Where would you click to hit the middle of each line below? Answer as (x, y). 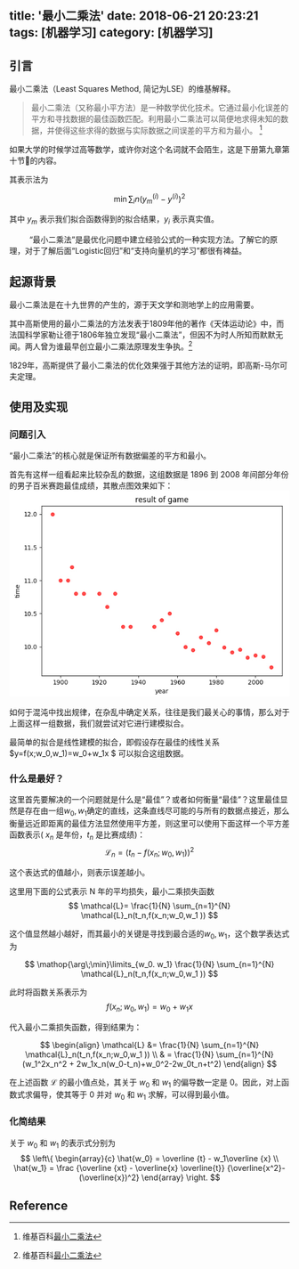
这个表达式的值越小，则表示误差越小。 (79, 873)
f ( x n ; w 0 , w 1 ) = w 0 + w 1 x (149, 1007)
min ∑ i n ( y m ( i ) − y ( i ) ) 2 (149, 199)
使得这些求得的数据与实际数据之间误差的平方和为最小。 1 (158, 130)
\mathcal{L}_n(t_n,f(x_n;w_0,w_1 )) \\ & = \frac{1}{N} (120, 1054)
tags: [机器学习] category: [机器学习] (111, 33)
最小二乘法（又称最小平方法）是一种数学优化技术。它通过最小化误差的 (160, 108)
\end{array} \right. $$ (181, 1177)
